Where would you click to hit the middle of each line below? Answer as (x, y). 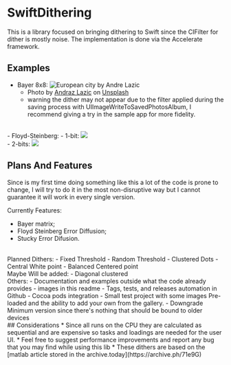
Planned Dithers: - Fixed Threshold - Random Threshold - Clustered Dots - (113, 259)
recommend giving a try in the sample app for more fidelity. (111, 114)
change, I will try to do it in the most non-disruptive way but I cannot (104, 189)
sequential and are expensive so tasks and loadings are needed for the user (114, 332)
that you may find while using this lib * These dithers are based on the (106, 347)
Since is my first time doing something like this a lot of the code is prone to (113, 182)
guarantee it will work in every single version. (71, 197)
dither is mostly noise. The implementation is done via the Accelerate (105, 39)
